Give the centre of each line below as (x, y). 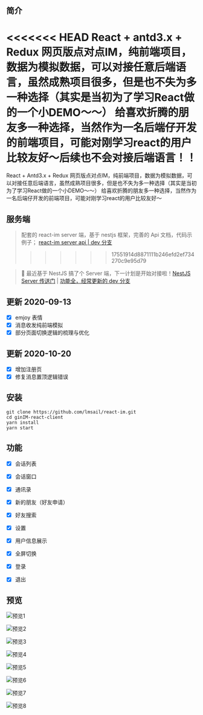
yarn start (20, 428)
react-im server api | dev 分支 (75, 242)
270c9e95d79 (129, 261)
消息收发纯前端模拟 (39, 325)
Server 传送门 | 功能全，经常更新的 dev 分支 (76, 281)
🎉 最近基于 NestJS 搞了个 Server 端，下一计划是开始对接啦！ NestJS (106, 273)
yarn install (23, 422)
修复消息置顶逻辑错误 (41, 377)
